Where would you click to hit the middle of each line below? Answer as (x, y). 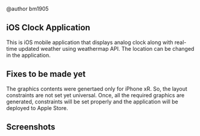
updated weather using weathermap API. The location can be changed (106, 48)
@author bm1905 (27, 9)
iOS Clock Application (48, 28)
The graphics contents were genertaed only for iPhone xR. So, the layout (97, 89)
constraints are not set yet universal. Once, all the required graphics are (95, 95)
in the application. (29, 55)
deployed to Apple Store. (37, 108)
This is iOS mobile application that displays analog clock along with (90, 42)
